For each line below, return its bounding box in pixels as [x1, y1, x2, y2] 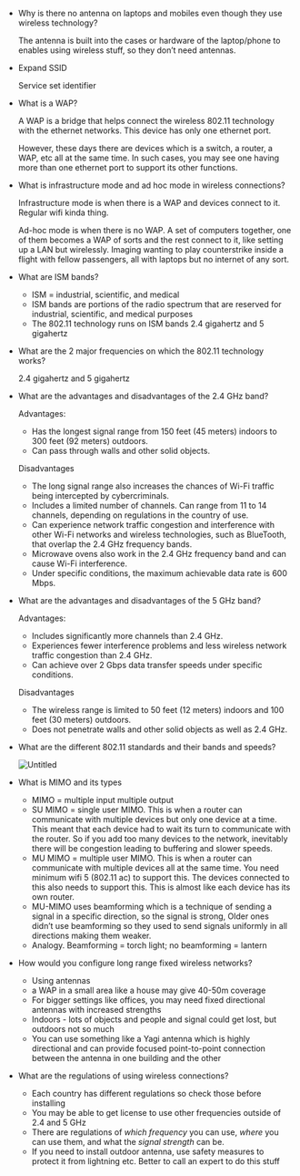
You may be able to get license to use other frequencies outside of [31, 1108, 282, 1118]
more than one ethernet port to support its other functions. [17, 162, 238, 172]
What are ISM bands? [17, 272, 99, 282]
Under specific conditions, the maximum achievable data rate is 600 [31, 568, 288, 578]
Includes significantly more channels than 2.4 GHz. [31, 631, 224, 641]
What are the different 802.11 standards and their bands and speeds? [17, 742, 276, 752]
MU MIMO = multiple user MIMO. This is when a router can [31, 852, 253, 863]
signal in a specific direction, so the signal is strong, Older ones [31, 911, 270, 922]
